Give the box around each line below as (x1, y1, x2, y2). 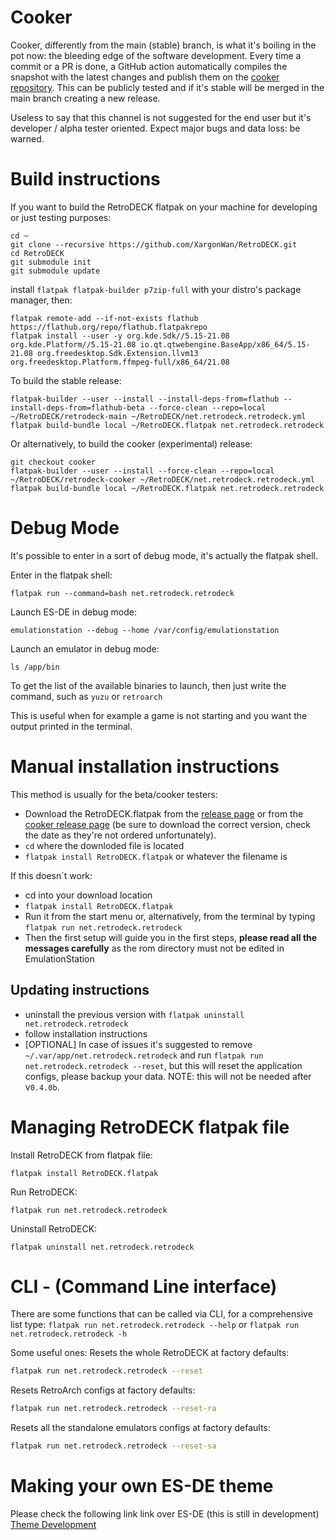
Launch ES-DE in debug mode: (10, 606, 137, 618)
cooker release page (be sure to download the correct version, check (24, 818, 312, 830)
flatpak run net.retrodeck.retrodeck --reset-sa (10, 1441, 217, 1451)
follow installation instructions (24, 1027, 148, 1040)
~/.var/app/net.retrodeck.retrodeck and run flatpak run (24, 1049, 264, 1061)
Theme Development (10, 1519, 97, 1530)
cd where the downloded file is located (24, 839, 185, 851)
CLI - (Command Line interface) (10, 1275, 278, 1298)
